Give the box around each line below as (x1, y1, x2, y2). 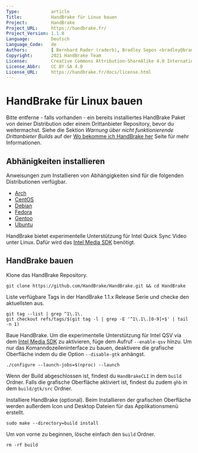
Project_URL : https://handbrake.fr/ (6, 25, 107, 31)
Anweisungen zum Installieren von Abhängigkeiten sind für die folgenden (6, 172, 184, 179)
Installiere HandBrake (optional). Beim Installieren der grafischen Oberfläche (6, 396, 192, 403)
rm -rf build (6, 442, 38, 448)
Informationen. (6, 139, 42, 146)
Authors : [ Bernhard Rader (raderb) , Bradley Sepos (6, 47, 157, 53)
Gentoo (14, 215, 33, 221)
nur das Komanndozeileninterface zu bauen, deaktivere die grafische (6, 344, 174, 351)
